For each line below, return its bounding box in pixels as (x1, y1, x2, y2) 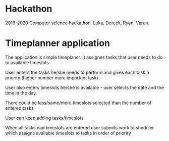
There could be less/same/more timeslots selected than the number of (5, 100, 152, 106)
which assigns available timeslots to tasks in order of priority (5, 130, 131, 136)
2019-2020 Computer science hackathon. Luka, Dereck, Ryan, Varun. (5, 20, 150, 26)
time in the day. (5, 89, 37, 96)
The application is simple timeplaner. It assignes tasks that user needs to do (5, 54, 163, 60)
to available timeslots (5, 59, 49, 66)
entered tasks (5, 105, 34, 111)
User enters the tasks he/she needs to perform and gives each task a (5, 69, 149, 75)
